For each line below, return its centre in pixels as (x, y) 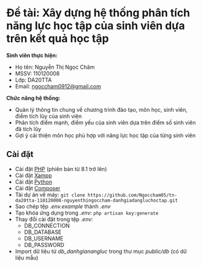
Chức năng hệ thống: (33, 98)
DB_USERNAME (44, 238)
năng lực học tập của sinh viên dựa (96, 26)
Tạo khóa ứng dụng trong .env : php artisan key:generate (87, 213)
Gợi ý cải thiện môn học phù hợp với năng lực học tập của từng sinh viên (105, 135)
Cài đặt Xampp (34, 175)
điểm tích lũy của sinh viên (48, 116)
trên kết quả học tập (57, 39)
